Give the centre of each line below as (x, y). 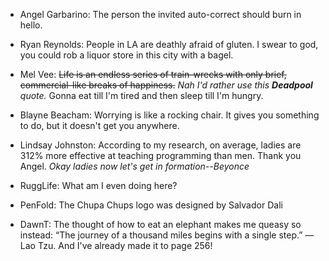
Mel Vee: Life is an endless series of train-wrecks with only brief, (153, 74)
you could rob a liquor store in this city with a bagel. (126, 55)
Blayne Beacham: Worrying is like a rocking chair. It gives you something (169, 115)
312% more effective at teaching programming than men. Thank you (160, 155)
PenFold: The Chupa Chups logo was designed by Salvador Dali (151, 205)
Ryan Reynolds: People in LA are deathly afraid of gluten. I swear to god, (169, 44)
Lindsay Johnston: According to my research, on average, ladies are (160, 145)
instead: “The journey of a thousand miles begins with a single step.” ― (167, 235)
